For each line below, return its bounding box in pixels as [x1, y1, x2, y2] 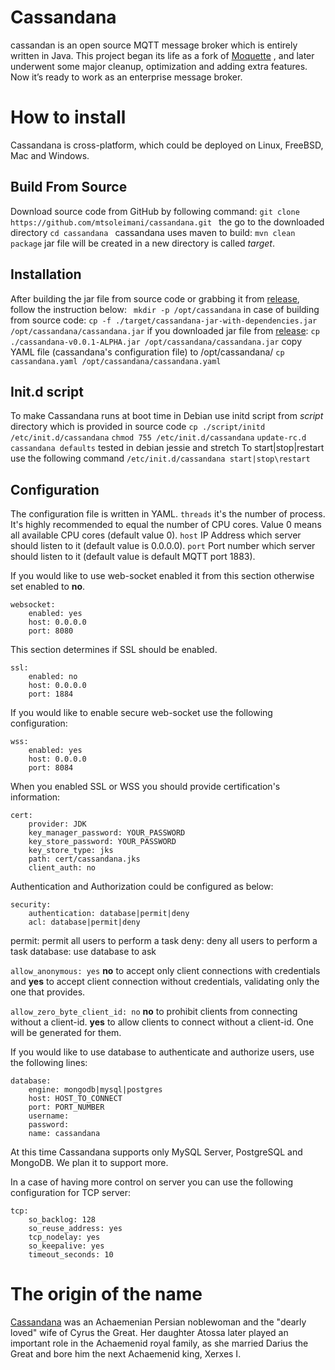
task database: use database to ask [10, 946, 157, 958]
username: [28, 1111, 70, 1121]
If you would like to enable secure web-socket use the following [10, 707, 273, 719]
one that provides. [10, 986, 86, 998]
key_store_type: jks [28, 846, 114, 856]
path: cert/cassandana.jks [28, 854, 141, 865]
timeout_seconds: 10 [28, 1250, 114, 1260]
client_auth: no [28, 863, 97, 873]
